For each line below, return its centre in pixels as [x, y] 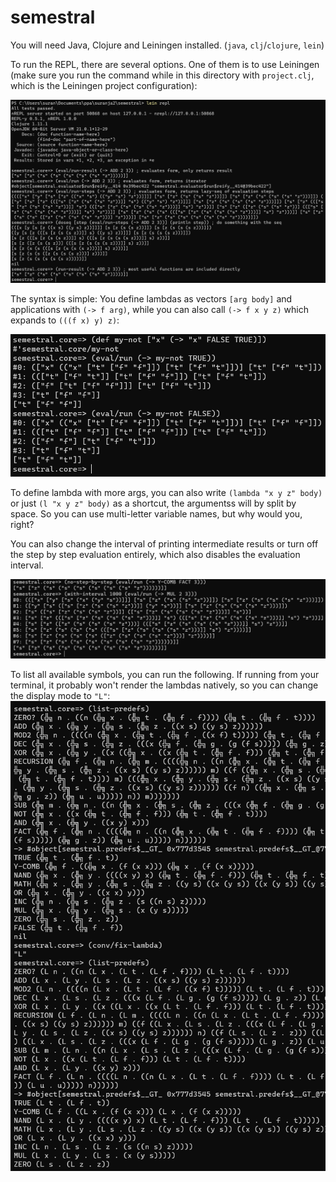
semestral [53, 17]
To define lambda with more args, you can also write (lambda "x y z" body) [166, 492]
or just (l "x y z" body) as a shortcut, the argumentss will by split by [153, 503]
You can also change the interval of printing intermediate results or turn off [164, 543]
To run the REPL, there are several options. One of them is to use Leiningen [165, 64]
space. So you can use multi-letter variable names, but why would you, [156, 513]
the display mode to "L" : [60, 696]
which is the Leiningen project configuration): [104, 85]
